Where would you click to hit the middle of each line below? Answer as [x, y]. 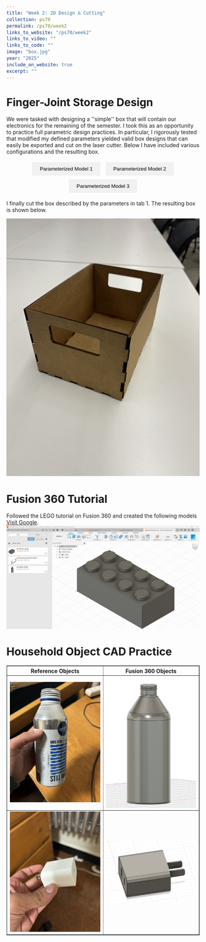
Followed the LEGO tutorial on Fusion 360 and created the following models [102, 516]
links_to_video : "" [31, 39]
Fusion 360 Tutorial [57, 499]
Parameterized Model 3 [103, 186]
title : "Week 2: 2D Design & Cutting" [56, 13]
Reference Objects [55, 671]
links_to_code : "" [30, 45]
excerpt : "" [21, 71]
